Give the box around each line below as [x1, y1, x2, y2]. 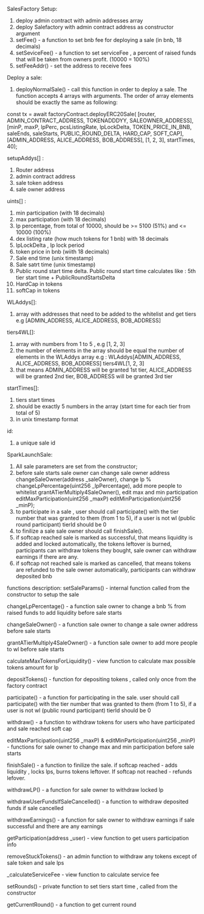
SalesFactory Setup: [7, 5, 58, 12]
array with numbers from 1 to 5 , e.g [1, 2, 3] [15, 341, 125, 347]
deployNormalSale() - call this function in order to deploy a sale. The [15, 86, 188, 93]
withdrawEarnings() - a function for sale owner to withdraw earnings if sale [7, 816, 195, 823]
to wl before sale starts [7, 646, 64, 653]
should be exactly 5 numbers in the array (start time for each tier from [15, 403, 191, 410]
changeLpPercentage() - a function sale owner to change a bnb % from [7, 603, 186, 610]
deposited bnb [15, 573, 52, 580]
